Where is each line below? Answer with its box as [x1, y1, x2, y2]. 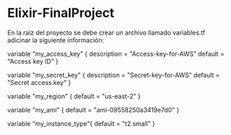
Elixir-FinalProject [7, 5, 114, 21]
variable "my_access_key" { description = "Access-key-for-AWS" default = [7, 49, 225, 58]
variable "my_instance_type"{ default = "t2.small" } [7, 119, 155, 128]
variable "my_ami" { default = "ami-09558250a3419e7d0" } [7, 105, 179, 114]
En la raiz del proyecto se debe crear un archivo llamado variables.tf [7, 28, 206, 37]
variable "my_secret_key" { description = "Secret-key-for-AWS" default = [7, 71, 220, 79]
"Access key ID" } [7, 57, 59, 65]
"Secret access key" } [7, 78, 71, 86]
